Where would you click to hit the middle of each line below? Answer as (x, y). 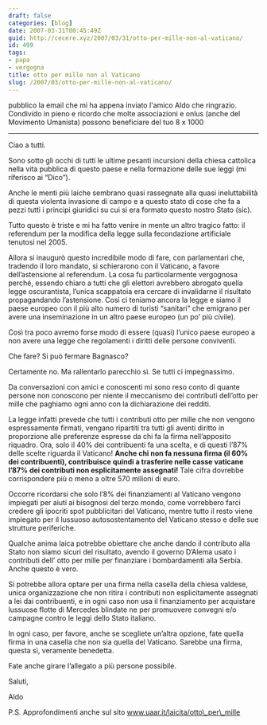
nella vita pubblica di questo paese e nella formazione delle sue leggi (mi (127, 169)
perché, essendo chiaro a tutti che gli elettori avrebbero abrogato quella (126, 283)
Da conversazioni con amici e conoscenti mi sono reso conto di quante (124, 386)
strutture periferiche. (42, 527)
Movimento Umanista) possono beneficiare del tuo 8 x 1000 (106, 122)
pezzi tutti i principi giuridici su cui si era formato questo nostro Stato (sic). (130, 210)
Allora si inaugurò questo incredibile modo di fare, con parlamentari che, (126, 257)
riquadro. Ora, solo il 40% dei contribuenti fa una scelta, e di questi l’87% (128, 445)
